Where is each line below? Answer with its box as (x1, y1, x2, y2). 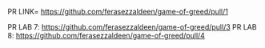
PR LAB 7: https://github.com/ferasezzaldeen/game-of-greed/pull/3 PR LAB (7, 22, 257, 31)
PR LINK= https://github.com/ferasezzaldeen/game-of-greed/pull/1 (7, 7, 229, 16)
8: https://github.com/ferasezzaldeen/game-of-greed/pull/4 (7, 31, 206, 40)
